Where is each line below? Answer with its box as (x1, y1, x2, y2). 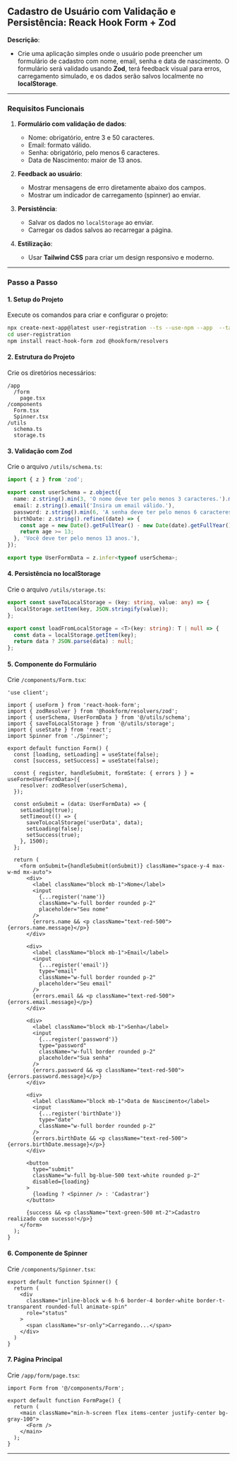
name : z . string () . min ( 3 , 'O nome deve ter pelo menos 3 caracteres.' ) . (13, 495, 229, 503)
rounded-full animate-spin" (44, 1303, 128, 1310)
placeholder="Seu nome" (38, 906, 109, 913)
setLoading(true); (20, 807, 74, 814)
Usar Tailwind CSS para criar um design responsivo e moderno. (28, 253, 214, 262)
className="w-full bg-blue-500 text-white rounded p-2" (32, 1172, 200, 1179)
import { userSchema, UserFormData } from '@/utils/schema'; (7, 714, 191, 721)
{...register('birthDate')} (38, 1110, 121, 1117)
